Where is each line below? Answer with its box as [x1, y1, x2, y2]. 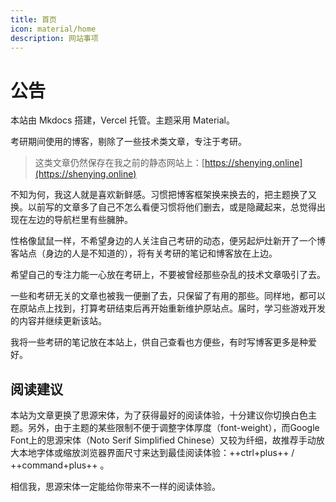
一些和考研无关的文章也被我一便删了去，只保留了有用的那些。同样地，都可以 [10, 290, 326, 302]
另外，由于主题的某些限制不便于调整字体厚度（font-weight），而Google [27, 422, 320, 434]
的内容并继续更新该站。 [10, 315, 107, 327]
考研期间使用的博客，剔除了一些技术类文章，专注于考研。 [10, 136, 247, 148]
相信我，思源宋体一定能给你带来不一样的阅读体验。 [10, 481, 221, 493]
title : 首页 [10, 14, 57, 25]
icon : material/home [10, 24, 97, 34]
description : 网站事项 [10, 33, 99, 43]
